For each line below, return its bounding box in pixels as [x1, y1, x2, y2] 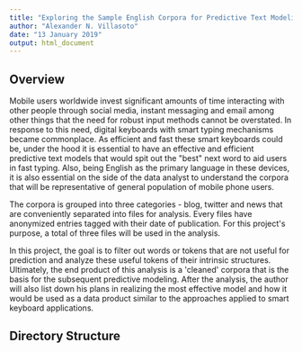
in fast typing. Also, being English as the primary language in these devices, [9, 163, 290, 174]
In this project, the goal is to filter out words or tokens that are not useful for [9, 245, 290, 257]
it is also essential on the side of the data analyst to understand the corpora [9, 172, 289, 183]
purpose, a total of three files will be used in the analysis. [9, 228, 221, 239]
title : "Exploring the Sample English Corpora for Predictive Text [9, 13, 268, 23]
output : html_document [9, 38, 94, 48]
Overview [9, 71, 66, 86]
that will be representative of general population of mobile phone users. [9, 182, 275, 193]
